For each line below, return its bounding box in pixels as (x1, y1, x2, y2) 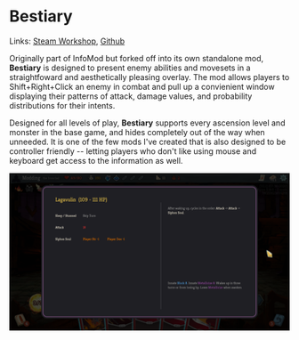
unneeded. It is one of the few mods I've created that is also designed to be (9, 136, 287, 147)
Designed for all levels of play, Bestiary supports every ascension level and (9, 117, 286, 128)
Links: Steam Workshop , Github (9, 36, 125, 46)
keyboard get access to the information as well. (9, 155, 183, 166)
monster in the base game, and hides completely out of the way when (9, 126, 265, 137)
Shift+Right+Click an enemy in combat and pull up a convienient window (9, 81, 275, 92)
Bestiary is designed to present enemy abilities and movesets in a (9, 62, 251, 73)
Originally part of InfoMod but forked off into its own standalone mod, (9, 53, 264, 63)
